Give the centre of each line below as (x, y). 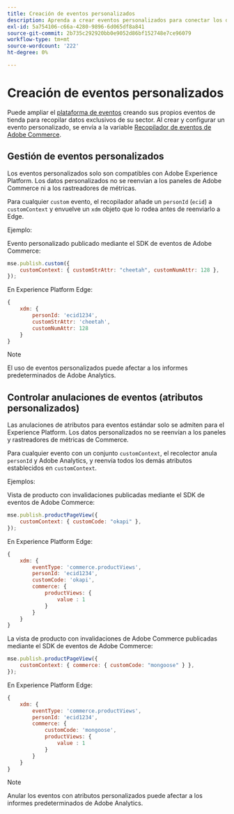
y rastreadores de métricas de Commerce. (68, 440)
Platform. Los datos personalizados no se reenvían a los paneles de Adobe (114, 180)
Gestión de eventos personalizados (86, 156)
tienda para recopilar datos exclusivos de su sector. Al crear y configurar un (116, 120)
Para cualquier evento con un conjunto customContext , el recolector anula (112, 453)
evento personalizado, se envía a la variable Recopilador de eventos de (109, 127)
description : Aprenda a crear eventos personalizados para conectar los (115, 20)
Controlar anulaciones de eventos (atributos (105, 397)
